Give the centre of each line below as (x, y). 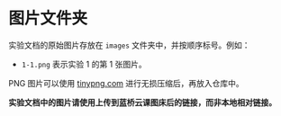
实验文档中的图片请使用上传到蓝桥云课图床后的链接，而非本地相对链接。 (142, 102)
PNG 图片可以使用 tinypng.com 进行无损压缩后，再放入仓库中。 (126, 83)
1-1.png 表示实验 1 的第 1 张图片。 (84, 64)
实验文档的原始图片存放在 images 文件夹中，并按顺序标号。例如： (129, 45)
